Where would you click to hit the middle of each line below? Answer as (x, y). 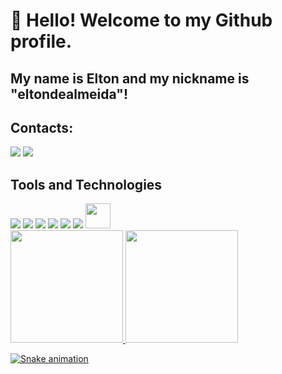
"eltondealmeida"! (69, 94)
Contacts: (42, 127)
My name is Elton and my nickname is (130, 78)
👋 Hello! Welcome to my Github (141, 20)
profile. (41, 41)
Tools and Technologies (86, 184)
